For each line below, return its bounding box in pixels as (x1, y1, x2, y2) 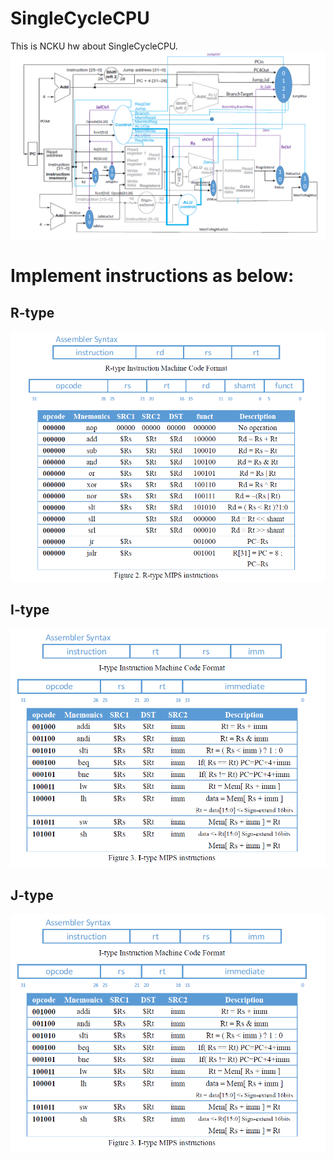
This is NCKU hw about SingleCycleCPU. (10, 40, 178, 52)
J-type (10, 887, 54, 904)
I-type (10, 602, 50, 619)
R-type (10, 304, 55, 321)
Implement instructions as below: (10, 265, 295, 287)
